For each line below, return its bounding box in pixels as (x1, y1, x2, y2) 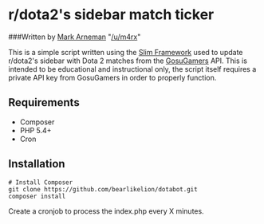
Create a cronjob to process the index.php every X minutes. (8, 206, 205, 216)
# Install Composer (8, 178, 73, 187)
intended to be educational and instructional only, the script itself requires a (8, 64, 257, 73)
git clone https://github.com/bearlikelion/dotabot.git (8, 185, 198, 193)
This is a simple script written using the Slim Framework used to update (8, 47, 243, 57)
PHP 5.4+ (19, 125, 52, 135)
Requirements (8, 96, 80, 109)
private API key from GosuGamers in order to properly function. (8, 73, 217, 82)
